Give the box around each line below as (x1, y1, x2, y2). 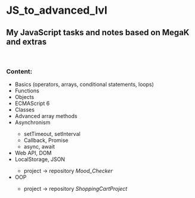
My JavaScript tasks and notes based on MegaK (6, 27, 190, 38)
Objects (14, 94, 35, 101)
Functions (14, 87, 40, 94)
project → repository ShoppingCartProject (23, 185, 128, 193)
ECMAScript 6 (14, 100, 50, 107)
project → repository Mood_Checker (23, 168, 113, 175)
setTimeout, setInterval (23, 131, 81, 138)
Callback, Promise (23, 137, 69, 144)
